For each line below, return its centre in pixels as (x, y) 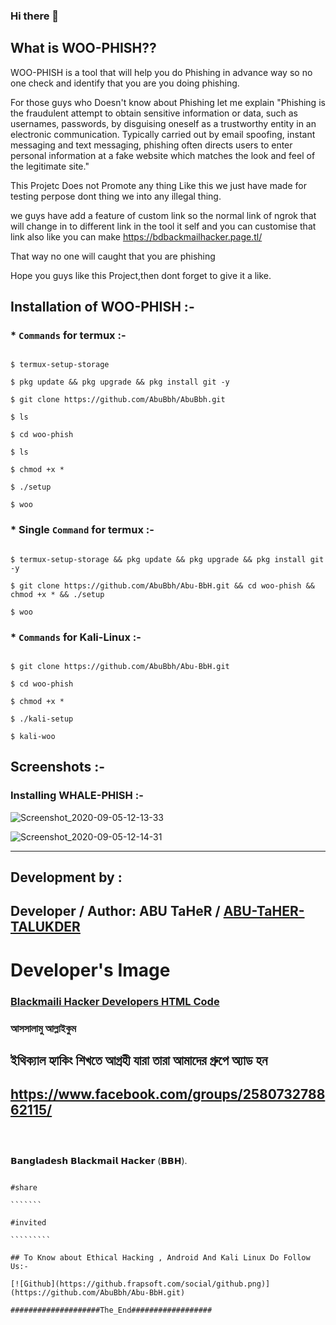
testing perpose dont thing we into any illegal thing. (116, 196)
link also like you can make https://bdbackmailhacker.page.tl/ (136, 236)
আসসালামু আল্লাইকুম (43, 1028)
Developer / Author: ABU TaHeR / (115, 911)
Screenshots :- (58, 767)
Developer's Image (90, 970)
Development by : (66, 877)
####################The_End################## (111, 1310)
